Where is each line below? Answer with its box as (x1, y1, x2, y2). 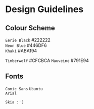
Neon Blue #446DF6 (5, 42, 47, 48)
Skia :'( (5, 99, 24, 104)
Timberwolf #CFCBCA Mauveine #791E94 (5, 58, 89, 64)
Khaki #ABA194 (5, 48, 37, 53)
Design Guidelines (5, 4, 84, 15)
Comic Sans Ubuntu (5, 86, 43, 91)
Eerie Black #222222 (5, 37, 51, 43)
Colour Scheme (5, 24, 55, 32)
